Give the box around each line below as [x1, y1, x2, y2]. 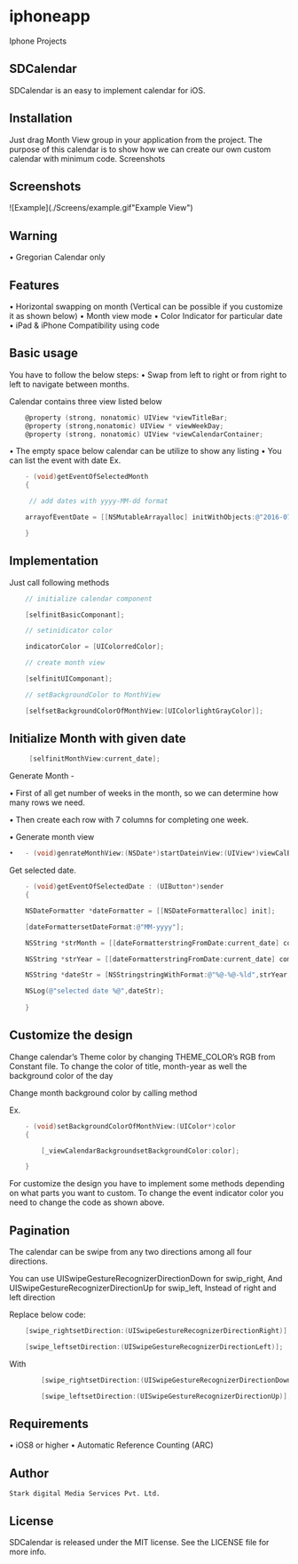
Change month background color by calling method [9, 1087, 198, 1098]
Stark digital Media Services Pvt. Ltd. [9, 1489, 161, 1498]
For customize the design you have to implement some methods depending [9, 1178, 286, 1189]
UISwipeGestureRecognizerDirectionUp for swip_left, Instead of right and [9, 1282, 277, 1294]
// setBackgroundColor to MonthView [25, 690, 161, 699]
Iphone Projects [9, 36, 67, 46]
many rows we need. [9, 797, 86, 808]
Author [9, 1465, 49, 1480]
